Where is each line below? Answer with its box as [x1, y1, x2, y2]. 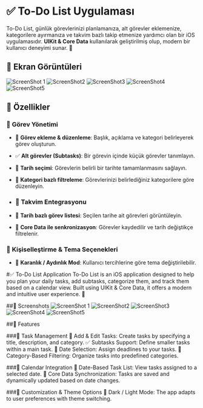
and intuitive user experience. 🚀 [6, 291, 86, 298]
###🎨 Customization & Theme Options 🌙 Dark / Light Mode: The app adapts [6, 389, 196, 396]
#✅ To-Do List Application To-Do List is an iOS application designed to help [6, 271, 195, 278]
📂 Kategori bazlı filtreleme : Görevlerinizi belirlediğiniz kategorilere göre [15, 176, 195, 184]
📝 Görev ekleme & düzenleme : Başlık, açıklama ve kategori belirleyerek [15, 134, 194, 141]
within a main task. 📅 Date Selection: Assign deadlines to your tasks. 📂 [6, 345, 182, 353]
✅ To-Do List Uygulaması [6, 4, 135, 18]
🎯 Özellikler [6, 102, 50, 112]
